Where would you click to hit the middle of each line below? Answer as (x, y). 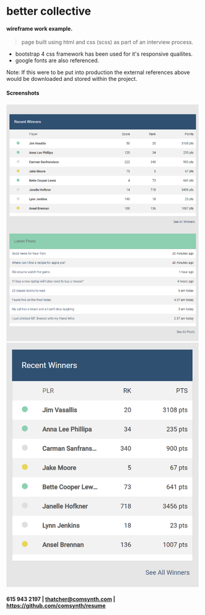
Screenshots (23, 92)
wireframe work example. (40, 28)
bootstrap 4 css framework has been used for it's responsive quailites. (104, 54)
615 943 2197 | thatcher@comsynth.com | (61, 599)
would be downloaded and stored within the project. (72, 79)
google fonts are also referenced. (57, 61)
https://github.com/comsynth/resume (56, 606)
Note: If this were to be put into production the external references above (98, 72)
